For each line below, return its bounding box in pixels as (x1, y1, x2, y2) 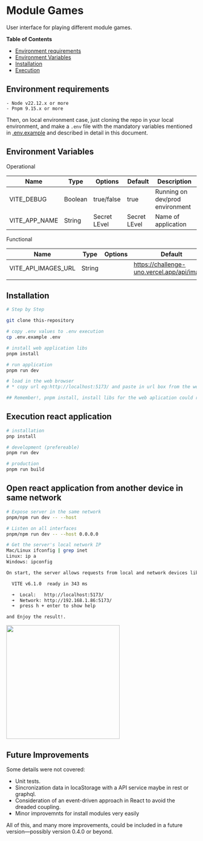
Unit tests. (14, 777, 41, 785)
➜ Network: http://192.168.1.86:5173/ (11, 597, 112, 603)
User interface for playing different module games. (6, 24, 132, 31)
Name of (155, 212, 180, 221)
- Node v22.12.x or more (6, 100, 69, 106)
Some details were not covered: (6, 765, 86, 773)
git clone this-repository (6, 318, 74, 324)
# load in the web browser (6, 378, 74, 384)
